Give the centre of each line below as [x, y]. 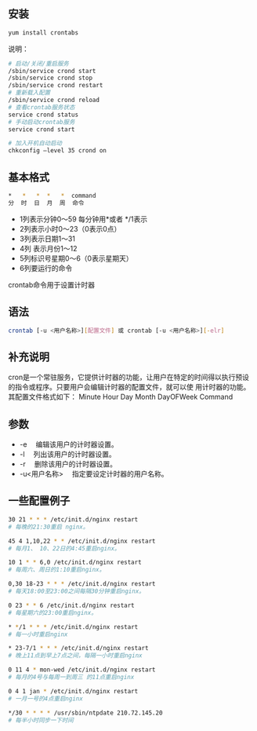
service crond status [43, 115]
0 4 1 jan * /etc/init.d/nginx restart [73, 691]
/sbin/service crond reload [54, 101]
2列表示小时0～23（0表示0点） [70, 228]
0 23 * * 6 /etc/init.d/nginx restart [71, 605]
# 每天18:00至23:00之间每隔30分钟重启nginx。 [76, 591]
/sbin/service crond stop [50, 78]
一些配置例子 [39, 501]
